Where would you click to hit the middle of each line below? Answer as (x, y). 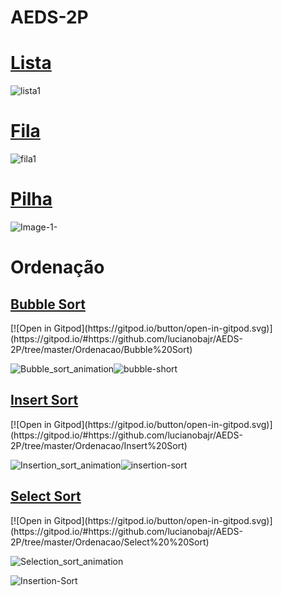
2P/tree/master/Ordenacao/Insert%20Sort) (99, 445)
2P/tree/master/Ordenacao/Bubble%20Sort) (101, 349)
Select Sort (46, 496)
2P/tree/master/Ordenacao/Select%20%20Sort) (110, 542)
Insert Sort (44, 400)
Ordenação (57, 267)
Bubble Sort (48, 304)
